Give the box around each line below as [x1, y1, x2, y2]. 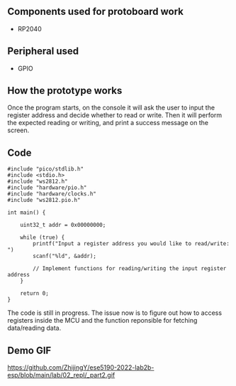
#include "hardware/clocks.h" [7, 191, 97, 198]
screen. [7, 126, 30, 134]
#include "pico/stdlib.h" [7, 166, 84, 173]
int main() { [7, 209, 46, 216]
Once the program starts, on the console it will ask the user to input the [7, 103, 215, 112]
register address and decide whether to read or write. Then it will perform [7, 111, 223, 119]
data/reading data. [7, 323, 62, 333]
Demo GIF [7, 344, 52, 356]
